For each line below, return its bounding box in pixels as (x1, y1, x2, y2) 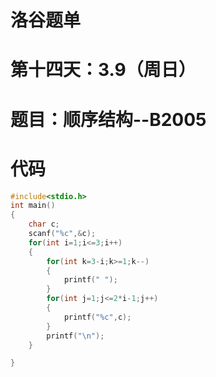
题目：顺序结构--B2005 (10, 108, 207, 131)
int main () (10, 201, 56, 211)
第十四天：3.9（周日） (10, 59, 197, 81)
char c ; (28, 219, 60, 230)
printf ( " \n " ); (46, 331, 105, 341)
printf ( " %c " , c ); (63, 312, 132, 322)
